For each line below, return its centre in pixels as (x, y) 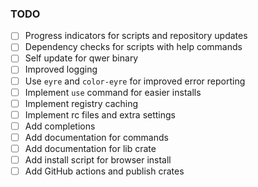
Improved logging (61, 69)
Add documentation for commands (96, 137)
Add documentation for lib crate (90, 148)
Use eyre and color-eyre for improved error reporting (135, 81)
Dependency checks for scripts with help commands (133, 47)
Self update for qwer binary (81, 58)
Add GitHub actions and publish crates (104, 171)
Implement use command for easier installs (113, 92)
